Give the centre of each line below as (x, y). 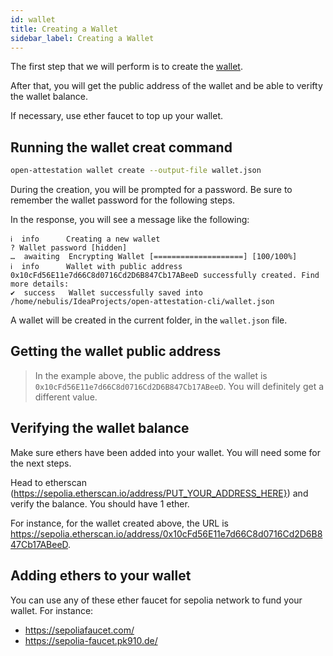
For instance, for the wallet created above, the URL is (120, 523)
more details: (40, 284)
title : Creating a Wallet (64, 29)
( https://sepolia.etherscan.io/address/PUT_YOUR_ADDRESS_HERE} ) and (159, 493)
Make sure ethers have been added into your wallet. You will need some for (165, 452)
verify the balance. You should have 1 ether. (100, 503)
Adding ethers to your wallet (101, 576)
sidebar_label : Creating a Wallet (82, 38)
